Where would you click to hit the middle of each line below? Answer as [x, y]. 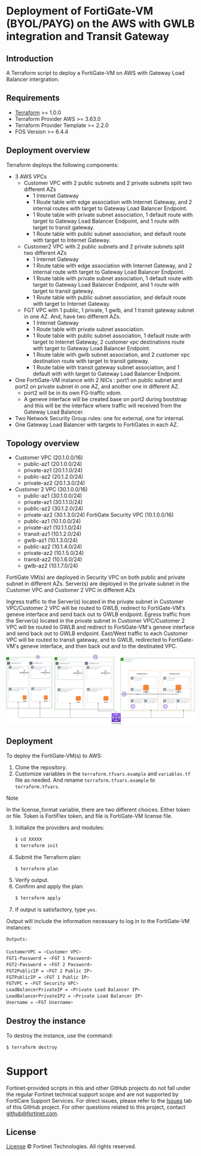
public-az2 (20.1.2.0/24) [54, 477]
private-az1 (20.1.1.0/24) [53, 471]
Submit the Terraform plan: [48, 857]
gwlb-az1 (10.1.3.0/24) [51, 541]
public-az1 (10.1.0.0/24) [52, 521]
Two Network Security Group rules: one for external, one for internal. [100, 418]
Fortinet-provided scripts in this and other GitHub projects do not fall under [99, 1088]
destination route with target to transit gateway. [91, 361]
